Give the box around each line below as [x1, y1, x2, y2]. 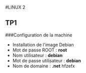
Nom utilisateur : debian [12, 52, 63, 58]
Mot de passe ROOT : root [12, 47, 67, 53]
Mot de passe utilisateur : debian [12, 57, 81, 63]
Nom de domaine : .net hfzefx [12, 62, 75, 69]
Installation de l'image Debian [12, 41, 74, 47]
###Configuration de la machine [5, 32, 72, 38]
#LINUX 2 [5, 4, 26, 10]
